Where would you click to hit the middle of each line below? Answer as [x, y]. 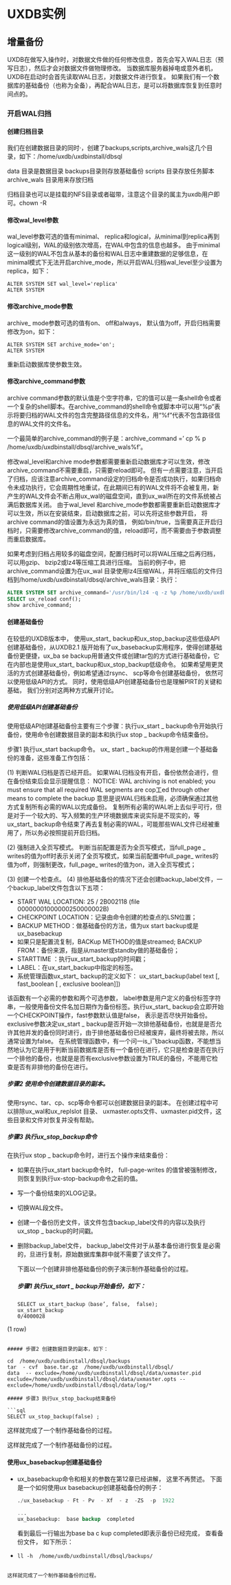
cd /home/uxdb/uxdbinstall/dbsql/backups [69, 1361]
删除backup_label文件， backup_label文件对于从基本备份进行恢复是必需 [119, 1246]
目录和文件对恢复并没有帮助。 [55, 1119]
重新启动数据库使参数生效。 [46, 364]
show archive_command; [40, 605]
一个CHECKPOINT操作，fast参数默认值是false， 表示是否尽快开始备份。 [109, 1015]
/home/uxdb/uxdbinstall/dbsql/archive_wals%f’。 [77, 447]
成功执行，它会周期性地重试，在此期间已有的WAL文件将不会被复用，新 [119, 487]
